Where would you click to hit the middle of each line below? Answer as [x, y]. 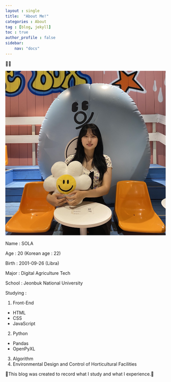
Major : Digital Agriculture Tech [38, 273]
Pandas [21, 343]
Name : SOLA [20, 244]
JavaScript [24, 324]
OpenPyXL [24, 349]
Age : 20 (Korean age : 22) [33, 253]
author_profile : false [31, 38]
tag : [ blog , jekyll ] [28, 27]
